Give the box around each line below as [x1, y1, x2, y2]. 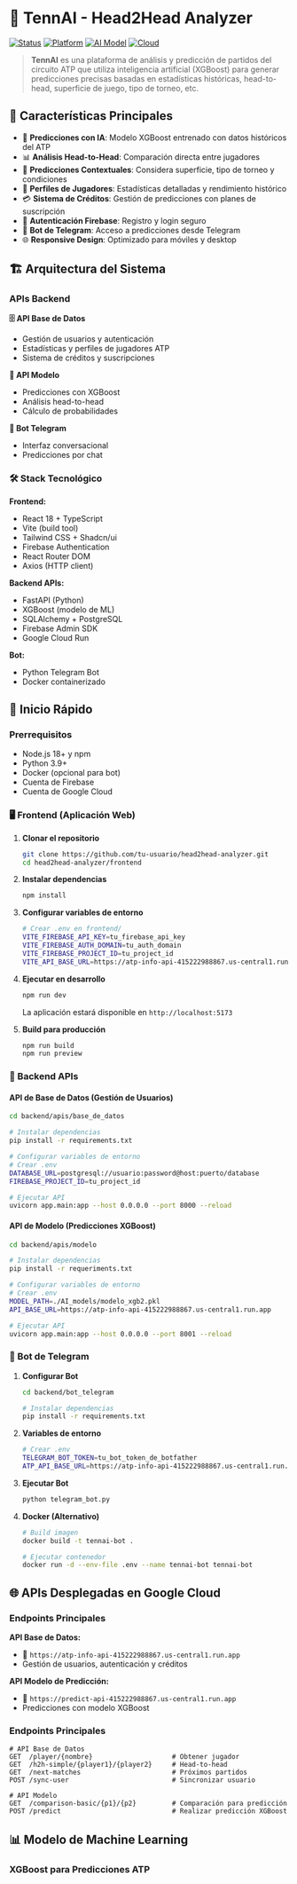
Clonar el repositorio [21, 832, 100, 843]
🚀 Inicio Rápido [9, 702, 93, 717]
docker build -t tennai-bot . [21, 1536, 135, 1545]
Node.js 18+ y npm [21, 749, 91, 760]
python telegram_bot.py [21, 1494, 111, 1503]
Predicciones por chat [21, 450, 104, 461]
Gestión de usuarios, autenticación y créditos [21, 1659, 188, 1669]
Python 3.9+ [21, 758, 68, 769]
